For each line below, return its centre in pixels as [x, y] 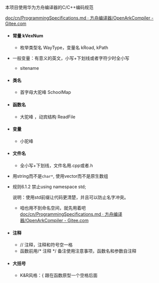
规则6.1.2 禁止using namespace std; [49, 187]
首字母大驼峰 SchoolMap [45, 92]
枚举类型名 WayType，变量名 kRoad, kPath [64, 48]
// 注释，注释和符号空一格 [46, 245]
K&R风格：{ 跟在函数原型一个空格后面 [58, 276]
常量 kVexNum [28, 35]
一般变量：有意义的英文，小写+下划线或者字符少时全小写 [71, 58]
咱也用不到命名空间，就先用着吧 [53, 208]
